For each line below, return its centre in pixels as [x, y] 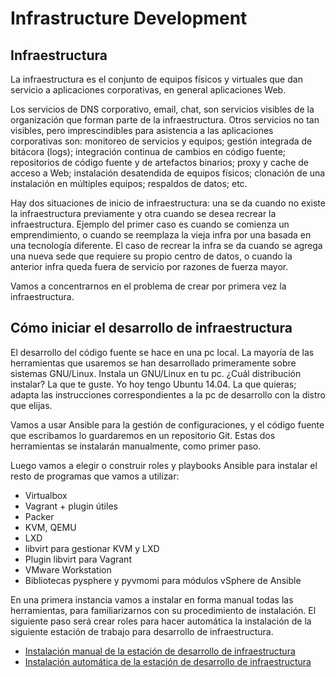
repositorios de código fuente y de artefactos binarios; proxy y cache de [159, 162]
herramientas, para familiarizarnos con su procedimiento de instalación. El [163, 610]
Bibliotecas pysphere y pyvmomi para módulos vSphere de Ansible [163, 580]
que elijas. [31, 405]
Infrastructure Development [129, 18]
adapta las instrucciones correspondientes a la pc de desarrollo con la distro [168, 394]
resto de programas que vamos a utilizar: [95, 476]
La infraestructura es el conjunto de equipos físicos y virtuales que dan [156, 79]
